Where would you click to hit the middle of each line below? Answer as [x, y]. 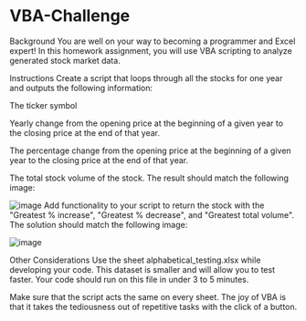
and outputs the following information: [81, 88]
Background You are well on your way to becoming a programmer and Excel [153, 41]
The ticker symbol [43, 105]
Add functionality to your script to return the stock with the [154, 205]
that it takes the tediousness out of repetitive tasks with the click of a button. [153, 306]
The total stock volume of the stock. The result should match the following [149, 178]
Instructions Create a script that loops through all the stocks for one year [146, 78]
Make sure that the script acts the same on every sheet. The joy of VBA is [148, 296]
